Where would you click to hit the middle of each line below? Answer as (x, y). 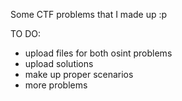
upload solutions (59, 63)
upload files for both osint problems (98, 53)
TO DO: (26, 33)
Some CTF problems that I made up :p (89, 14)
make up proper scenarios (79, 74)
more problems (56, 85)
